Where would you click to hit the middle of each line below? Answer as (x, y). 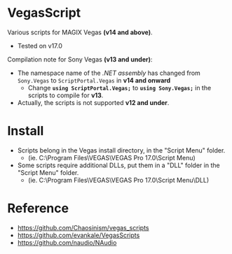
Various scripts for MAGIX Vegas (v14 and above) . (80, 32)
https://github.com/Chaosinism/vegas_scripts (83, 227)
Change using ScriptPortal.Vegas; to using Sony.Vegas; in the (120, 87)
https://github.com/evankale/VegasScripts (79, 235)
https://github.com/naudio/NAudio (67, 242)
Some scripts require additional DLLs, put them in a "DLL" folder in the (118, 165)
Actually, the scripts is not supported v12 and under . (93, 102)
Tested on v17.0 (40, 45)
